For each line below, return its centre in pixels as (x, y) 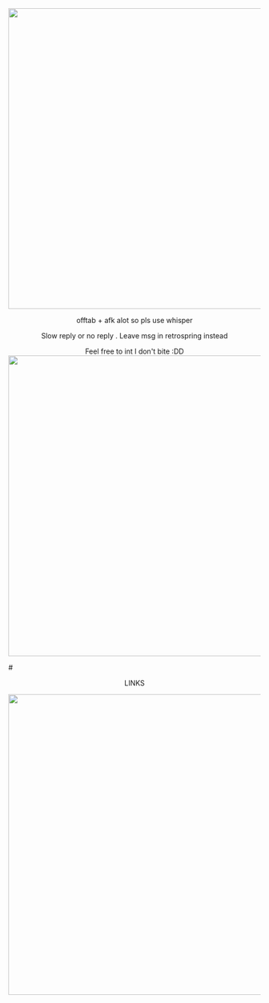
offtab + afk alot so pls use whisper (134, 320)
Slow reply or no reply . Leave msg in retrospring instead (134, 336)
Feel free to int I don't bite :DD (134, 351)
